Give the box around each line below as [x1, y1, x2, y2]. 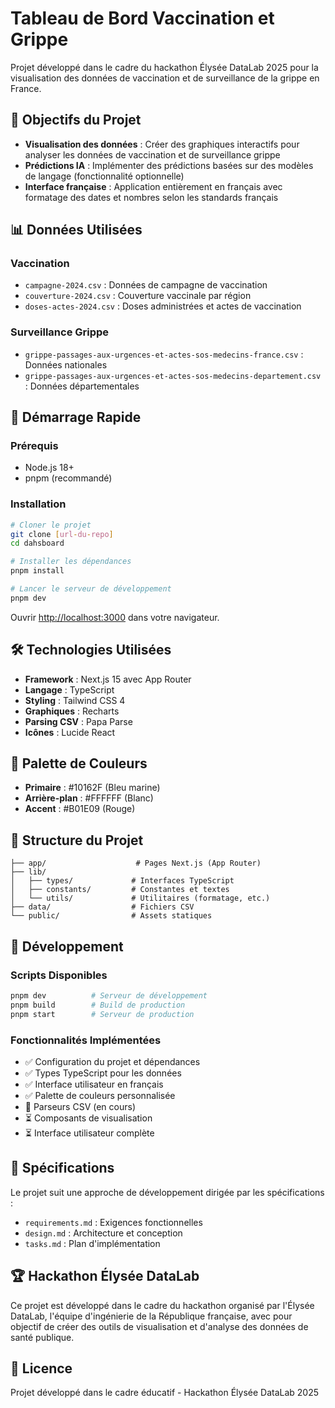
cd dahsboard [10, 538, 65, 549]
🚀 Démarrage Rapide [10, 409, 142, 426]
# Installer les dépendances [10, 557, 132, 567]
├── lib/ [10, 867, 47, 877]
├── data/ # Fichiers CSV [10, 902, 195, 912]
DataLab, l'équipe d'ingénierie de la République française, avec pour [10, 1310, 293, 1322]
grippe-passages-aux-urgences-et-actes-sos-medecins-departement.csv [24, 371, 322, 381]
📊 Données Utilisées [10, 222, 143, 239]
